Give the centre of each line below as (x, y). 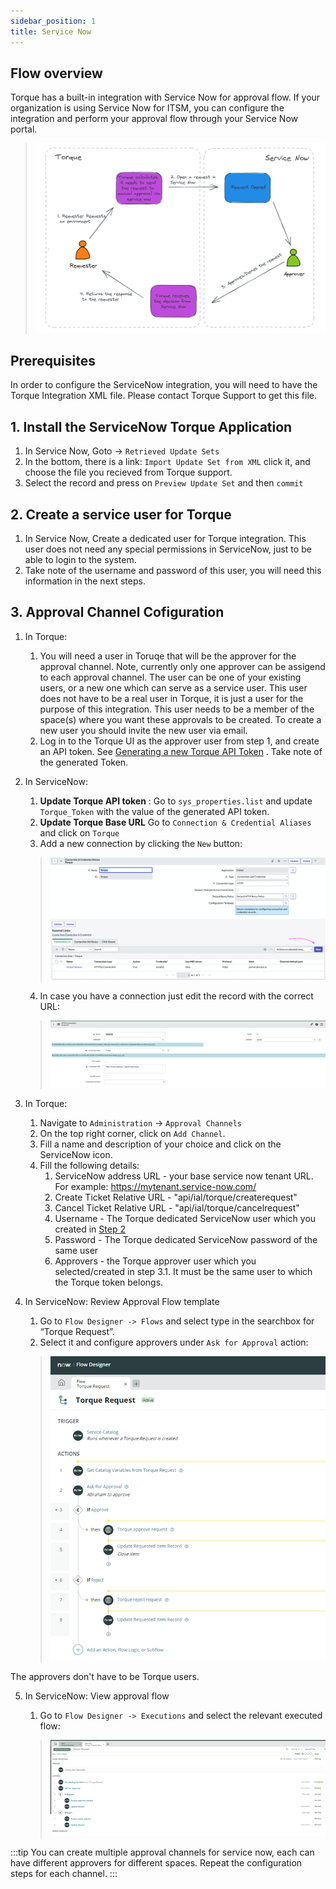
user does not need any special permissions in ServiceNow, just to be (168, 549)
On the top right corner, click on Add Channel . (132, 1133)
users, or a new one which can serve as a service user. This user (173, 687)
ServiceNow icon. (76, 1154)
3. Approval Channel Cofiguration (117, 612)
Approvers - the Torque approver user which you (155, 1261)
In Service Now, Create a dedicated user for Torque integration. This (165, 539)
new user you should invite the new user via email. (143, 730)
